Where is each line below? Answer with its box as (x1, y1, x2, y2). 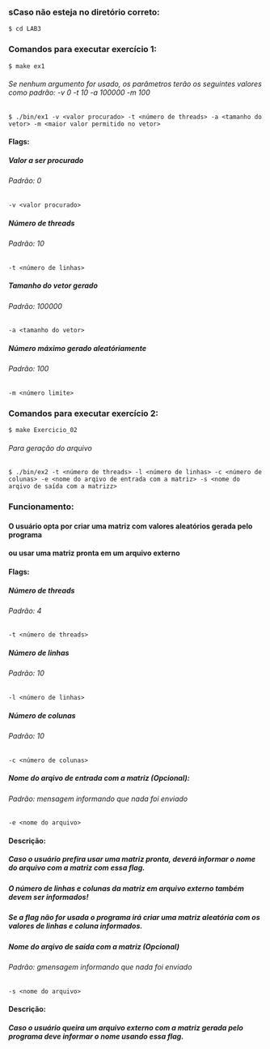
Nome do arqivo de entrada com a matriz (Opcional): (8, 773, 190, 783)
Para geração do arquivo (8, 443, 93, 452)
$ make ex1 (8, 62, 45, 71)
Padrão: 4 (8, 606, 42, 615)
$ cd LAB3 (8, 25, 42, 33)
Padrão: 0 (8, 176, 42, 186)
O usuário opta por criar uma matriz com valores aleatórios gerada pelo (8, 521, 253, 531)
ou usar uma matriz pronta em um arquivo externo (8, 548, 180, 558)
